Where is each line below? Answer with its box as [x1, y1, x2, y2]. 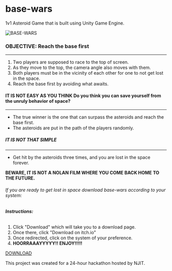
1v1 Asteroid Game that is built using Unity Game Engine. [5, 20, 124, 26]
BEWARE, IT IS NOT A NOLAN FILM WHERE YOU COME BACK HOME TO [5, 170, 160, 176]
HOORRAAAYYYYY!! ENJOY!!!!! [12, 240, 83, 246]
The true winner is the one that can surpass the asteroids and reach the [12, 114, 164, 120]
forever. [12, 160, 30, 166]
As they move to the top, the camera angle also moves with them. [12, 64, 151, 71]
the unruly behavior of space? [5, 98, 71, 104]
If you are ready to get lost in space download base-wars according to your [5, 187, 166, 193]
